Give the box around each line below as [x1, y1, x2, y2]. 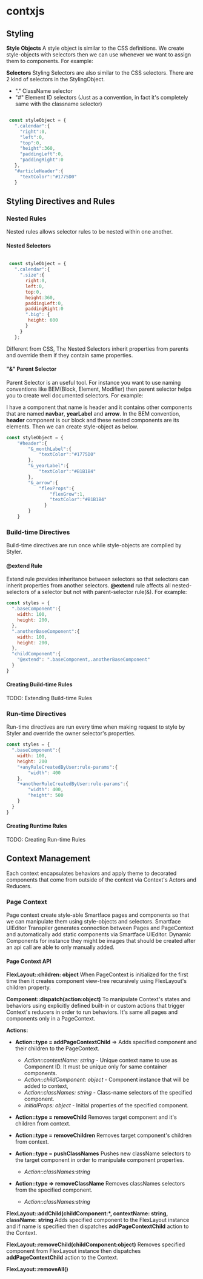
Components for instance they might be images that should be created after [6, 937, 196, 945]
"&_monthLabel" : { [28, 446, 72, 452]
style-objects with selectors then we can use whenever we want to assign [6, 51, 191, 58]
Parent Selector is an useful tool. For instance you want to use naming [6, 379, 181, 386]
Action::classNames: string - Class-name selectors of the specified [24, 1089, 193, 1096]
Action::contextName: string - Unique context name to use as [24, 1057, 178, 1064]
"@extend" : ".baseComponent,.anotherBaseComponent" [17, 656, 150, 663]
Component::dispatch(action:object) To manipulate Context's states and [6, 996, 191, 1003]
